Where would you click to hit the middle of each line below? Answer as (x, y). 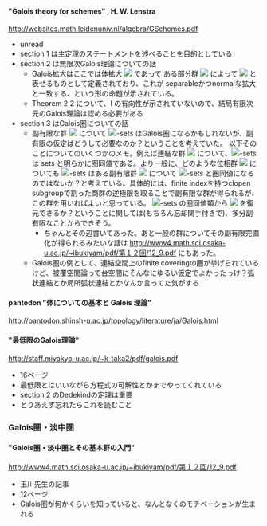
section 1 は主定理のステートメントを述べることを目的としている (126, 54)
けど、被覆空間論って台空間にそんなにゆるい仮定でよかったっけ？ (139, 273)
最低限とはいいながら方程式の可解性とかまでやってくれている (121, 385)
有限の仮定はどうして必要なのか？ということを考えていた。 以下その (144, 143)
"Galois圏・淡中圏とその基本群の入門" (72, 448)
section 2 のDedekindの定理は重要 (76, 394)
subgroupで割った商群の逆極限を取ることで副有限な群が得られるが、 (145, 193)
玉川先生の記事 (44, 484)
